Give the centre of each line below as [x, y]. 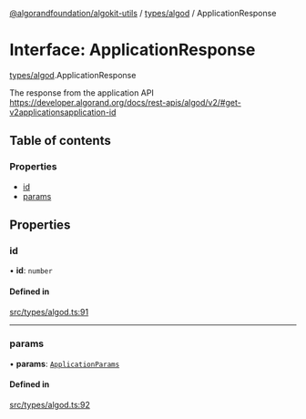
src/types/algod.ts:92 [50, 405]
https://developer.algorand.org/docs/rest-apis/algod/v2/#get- [125, 102]
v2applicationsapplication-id [63, 112]
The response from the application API [82, 92]
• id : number [31, 271]
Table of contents [60, 141]
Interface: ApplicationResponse [133, 50]
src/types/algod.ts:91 [49, 312]
